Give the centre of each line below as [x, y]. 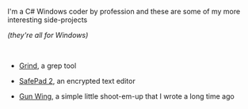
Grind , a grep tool [48, 66]
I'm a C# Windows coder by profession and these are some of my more [124, 11]
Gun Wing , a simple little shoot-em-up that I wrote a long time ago [126, 96]
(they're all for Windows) [48, 35]
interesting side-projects [48, 20]
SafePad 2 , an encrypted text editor [77, 81]
